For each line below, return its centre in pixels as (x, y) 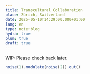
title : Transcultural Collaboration (44, 10)
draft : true (18, 43)
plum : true (17, 39)
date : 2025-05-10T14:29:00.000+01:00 (45, 19)
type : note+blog (22, 29)
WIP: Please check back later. (36, 58)
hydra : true (18, 34)
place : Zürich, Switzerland (35, 15)
